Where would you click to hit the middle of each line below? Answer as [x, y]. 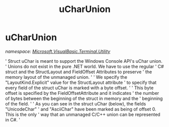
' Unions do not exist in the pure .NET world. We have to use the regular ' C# [84, 66]
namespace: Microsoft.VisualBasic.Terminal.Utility [58, 51]
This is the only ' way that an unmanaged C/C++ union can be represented [83, 114]
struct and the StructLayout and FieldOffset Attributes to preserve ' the [79, 72]
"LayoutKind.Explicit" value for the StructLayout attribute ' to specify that [81, 82]
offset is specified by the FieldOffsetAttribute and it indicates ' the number [82, 93]
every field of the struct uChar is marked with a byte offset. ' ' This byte [79, 88]
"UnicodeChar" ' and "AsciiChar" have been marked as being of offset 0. [81, 109]
